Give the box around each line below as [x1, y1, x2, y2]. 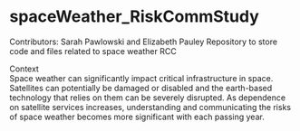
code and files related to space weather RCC [9, 45, 177, 56]
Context [9, 63, 39, 74]
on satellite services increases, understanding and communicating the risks [9, 101, 292, 112]
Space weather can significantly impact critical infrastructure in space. [9, 72, 274, 83]
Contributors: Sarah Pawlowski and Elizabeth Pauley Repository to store [9, 36, 278, 47]
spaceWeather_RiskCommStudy [9, 6, 260, 27]
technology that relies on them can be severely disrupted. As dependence [9, 92, 286, 103]
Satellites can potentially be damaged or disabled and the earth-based [9, 82, 273, 93]
